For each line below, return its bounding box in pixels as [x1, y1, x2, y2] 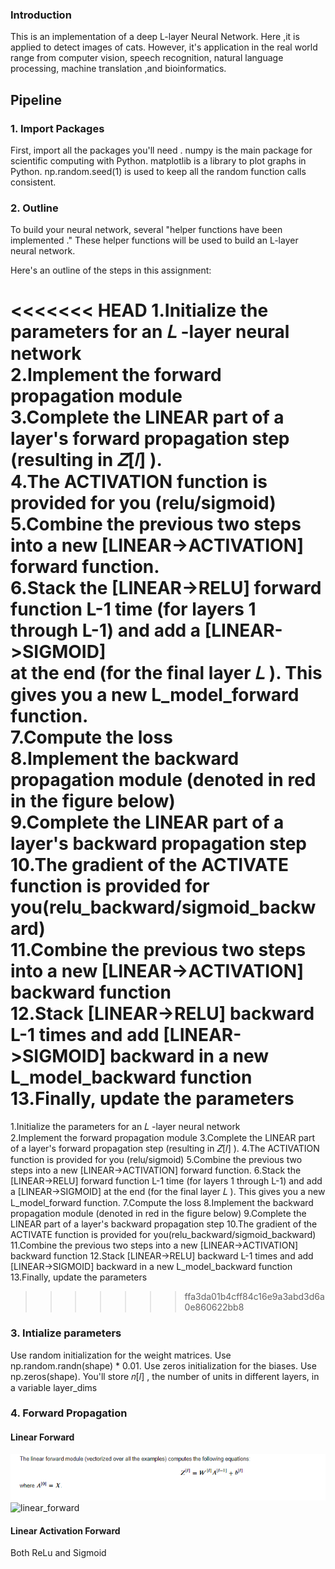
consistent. [10, 176, 57, 188]
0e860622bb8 [184, 1301, 245, 1313]
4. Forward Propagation [10, 1406, 128, 1420]
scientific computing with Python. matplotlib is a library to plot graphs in [10, 154, 307, 167]
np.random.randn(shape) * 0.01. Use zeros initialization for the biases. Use [10, 1359, 317, 1372]
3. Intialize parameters [10, 1326, 122, 1340]
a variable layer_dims [10, 1381, 98, 1393]
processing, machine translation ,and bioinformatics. [10, 63, 227, 75]
